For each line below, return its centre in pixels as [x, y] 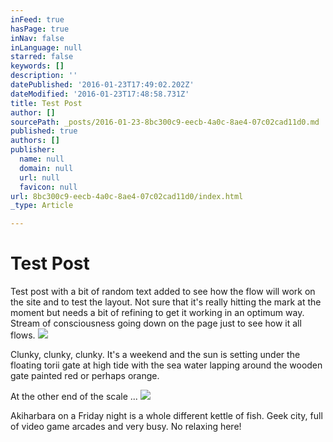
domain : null [46, 168]
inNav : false [37, 38]
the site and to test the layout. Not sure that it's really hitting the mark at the [166, 302]
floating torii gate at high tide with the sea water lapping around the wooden [166, 365]
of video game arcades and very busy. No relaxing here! [126, 427]
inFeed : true [37, 19]
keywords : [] [37, 66]
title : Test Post [46, 103]
